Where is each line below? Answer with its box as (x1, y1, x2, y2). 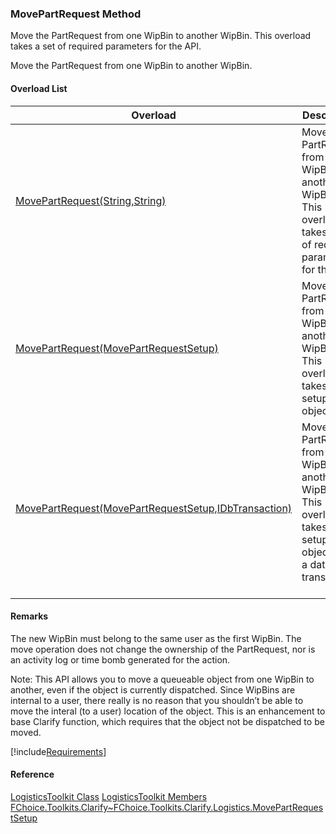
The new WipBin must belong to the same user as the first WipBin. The (10, 632, 302, 644)
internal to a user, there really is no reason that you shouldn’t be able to (10, 694, 304, 706)
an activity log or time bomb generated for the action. (10, 653, 231, 666)
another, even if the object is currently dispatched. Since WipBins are (10, 683, 296, 696)
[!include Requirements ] (10, 745, 107, 757)
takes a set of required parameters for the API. (10, 40, 202, 52)
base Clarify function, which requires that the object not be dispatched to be (10, 715, 325, 727)
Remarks (10, 610, 49, 622)
